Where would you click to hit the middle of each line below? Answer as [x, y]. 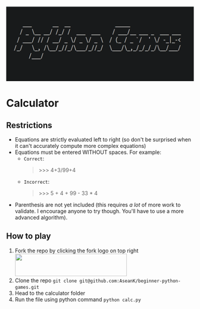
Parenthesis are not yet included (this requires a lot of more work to [98, 205]
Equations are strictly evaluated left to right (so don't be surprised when [103, 140]
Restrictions [29, 125]
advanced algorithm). [41, 217]
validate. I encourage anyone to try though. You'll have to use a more [99, 211]
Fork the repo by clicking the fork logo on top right [76, 251]
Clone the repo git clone [46, 280]
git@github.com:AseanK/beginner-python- [130, 281]
